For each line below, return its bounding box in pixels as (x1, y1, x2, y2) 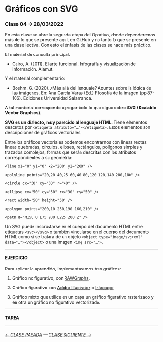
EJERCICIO (5, 255, 28, 261)
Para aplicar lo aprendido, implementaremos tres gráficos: (5, 266, 121, 271)
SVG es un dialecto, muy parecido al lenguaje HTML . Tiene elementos (5, 119, 147, 125)
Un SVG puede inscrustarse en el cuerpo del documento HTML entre (5, 224, 143, 230)
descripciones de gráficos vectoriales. (5, 130, 81, 136)
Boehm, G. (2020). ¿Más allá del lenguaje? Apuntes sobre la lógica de (12, 85, 151, 91)
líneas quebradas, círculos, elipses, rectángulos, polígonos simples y (5, 144, 143, 150)
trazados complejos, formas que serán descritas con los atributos (5, 149, 137, 155)
